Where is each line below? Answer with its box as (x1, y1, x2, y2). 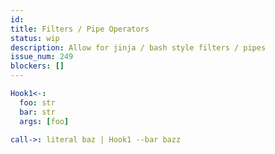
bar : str (19, 107, 56, 117)
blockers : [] (10, 61, 65, 71)
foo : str (19, 97, 56, 108)
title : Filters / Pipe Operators (10, 24, 150, 34)
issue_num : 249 (10, 52, 74, 62)
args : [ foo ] (19, 116, 70, 126)
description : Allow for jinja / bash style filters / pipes (10, 42, 267, 53)
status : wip (10, 33, 60, 43)
